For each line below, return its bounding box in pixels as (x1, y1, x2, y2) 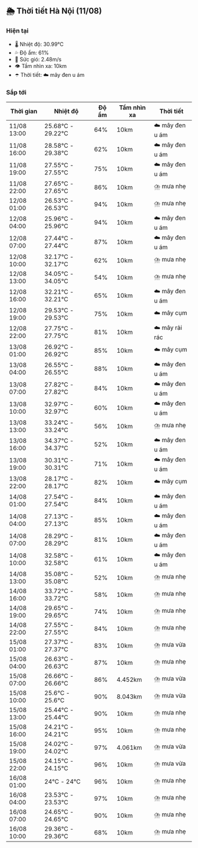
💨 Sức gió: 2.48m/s (14, 56, 62, 63)
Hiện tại (6, 27, 29, 35)
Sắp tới (6, 88, 27, 96)
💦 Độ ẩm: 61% (14, 49, 49, 56)
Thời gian (10, 107, 38, 115)
